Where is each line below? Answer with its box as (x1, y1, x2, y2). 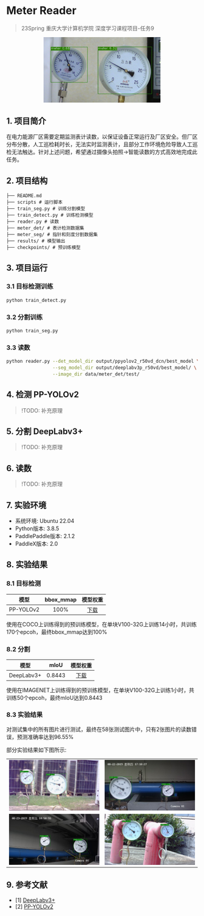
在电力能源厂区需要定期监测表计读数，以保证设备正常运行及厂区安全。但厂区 (6, 133, 198, 141)
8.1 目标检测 (6, 579, 41, 588)
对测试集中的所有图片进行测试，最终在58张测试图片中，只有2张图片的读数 (6, 725, 192, 733)
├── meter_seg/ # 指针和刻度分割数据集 (6, 232, 98, 238)
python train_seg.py (6, 328, 59, 334)
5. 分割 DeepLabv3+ (6, 427, 83, 437)
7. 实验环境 (6, 500, 47, 510)
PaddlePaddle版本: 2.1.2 (15, 533, 75, 540)
